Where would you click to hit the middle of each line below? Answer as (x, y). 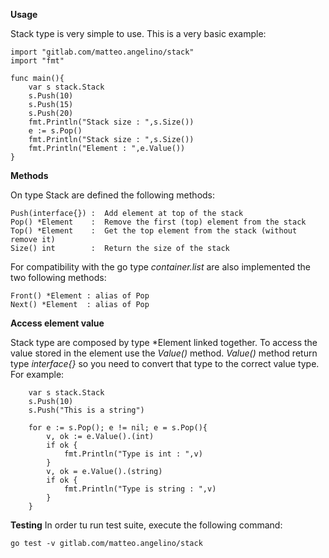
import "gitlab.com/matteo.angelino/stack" (102, 52)
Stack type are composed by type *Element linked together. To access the (164, 342)
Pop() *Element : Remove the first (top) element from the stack (158, 222)
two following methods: (58, 277)
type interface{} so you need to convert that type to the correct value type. (165, 363)
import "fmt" (37, 61)
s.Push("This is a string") (86, 410)
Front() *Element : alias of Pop (80, 296)
